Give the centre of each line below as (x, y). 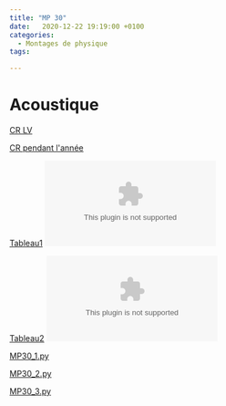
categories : (32, 35)
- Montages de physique (62, 43)
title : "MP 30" (38, 18)
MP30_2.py (31, 374)
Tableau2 (27, 338)
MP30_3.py (31, 391)
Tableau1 (26, 244)
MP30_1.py (30, 356)
